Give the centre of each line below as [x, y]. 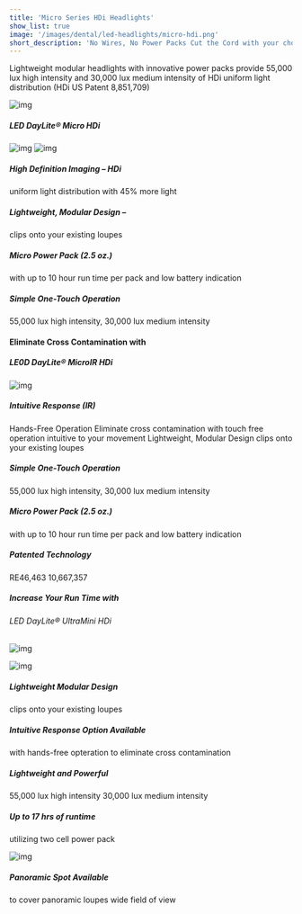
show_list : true [40, 26]
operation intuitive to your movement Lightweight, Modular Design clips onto [151, 438]
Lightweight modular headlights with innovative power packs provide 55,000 [151, 68]
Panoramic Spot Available [59, 877]
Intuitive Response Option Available [78, 730]
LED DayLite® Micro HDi [55, 125]
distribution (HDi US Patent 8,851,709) [80, 87]
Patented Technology [50, 555]
